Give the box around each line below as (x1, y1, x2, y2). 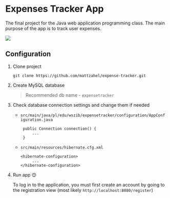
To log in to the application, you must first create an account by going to (12, 182, 165, 188)
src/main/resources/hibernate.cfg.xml (20, 145, 103, 150)
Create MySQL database (12, 82, 65, 88)
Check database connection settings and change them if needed (12, 102, 150, 108)
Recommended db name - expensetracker (25, 92, 114, 98)
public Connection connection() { (23, 126, 96, 131)
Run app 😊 (12, 171, 37, 178)
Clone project (12, 63, 42, 69)
